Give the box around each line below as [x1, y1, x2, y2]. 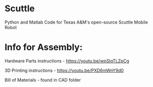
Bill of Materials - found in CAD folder [4, 77, 81, 83]
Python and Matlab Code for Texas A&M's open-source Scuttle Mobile [4, 19, 148, 25]
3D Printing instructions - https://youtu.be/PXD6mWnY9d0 [4, 67, 124, 73]
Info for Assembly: [4, 42, 83, 53]
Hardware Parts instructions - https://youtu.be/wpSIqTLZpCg [4, 58, 130, 64]
